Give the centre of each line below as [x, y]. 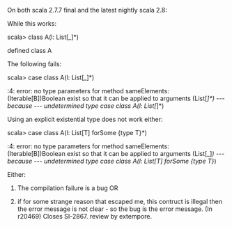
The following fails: [34, 64]
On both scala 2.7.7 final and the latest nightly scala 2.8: [87, 10]
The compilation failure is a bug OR [68, 188]
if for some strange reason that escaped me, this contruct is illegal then [120, 202]
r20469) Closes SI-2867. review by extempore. [84, 216]
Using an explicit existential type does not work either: [85, 119]
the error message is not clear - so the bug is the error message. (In [115, 209]
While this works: [32, 23]
